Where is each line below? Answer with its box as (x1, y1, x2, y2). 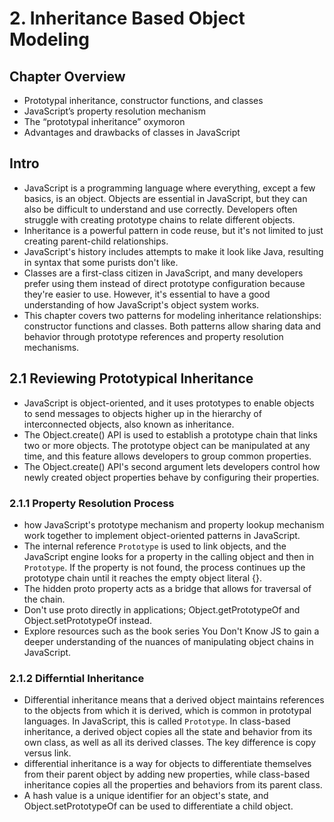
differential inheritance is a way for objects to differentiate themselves (23, 758, 312, 770)
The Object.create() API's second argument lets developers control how (23, 460, 321, 472)
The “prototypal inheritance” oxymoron (23, 116, 186, 127)
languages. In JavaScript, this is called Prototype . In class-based (23, 715, 291, 727)
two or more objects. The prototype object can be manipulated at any (23, 439, 311, 451)
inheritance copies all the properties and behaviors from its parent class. (23, 779, 323, 791)
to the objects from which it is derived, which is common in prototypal (23, 705, 312, 717)
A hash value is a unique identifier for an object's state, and (23, 790, 269, 802)
